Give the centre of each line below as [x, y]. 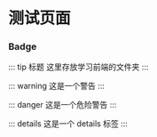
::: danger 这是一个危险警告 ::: [63, 105]
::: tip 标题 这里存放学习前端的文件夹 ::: [78, 67]
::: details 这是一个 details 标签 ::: [68, 124]
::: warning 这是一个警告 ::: [57, 86]
